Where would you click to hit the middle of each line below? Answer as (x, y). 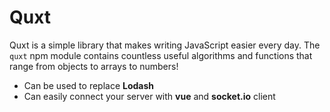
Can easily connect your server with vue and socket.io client (149, 96)
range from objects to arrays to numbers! (94, 66)
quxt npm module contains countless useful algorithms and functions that (161, 55)
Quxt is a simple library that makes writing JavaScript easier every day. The (165, 45)
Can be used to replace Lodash (89, 85)
